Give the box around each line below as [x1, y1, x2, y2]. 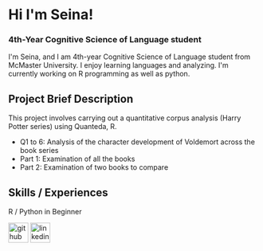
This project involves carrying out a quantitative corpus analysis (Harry [8, 113, 241, 123]
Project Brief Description [8, 92, 134, 105]
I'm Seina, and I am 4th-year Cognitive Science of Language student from [8, 52, 251, 61]
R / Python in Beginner [8, 207, 82, 217]
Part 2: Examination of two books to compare [19, 163, 169, 172]
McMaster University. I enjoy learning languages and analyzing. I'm [8, 61, 229, 70]
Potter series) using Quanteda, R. [8, 122, 117, 131]
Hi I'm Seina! [8, 6, 94, 24]
